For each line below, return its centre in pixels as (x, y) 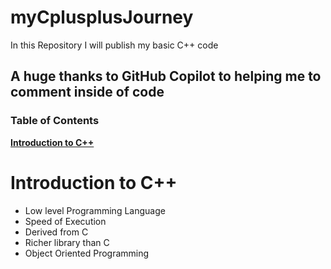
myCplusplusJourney (102, 17)
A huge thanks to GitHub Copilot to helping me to (166, 76)
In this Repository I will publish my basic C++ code (114, 45)
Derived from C (56, 232)
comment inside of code (87, 92)
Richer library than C (67, 242)
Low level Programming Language (95, 210)
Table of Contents (55, 121)
